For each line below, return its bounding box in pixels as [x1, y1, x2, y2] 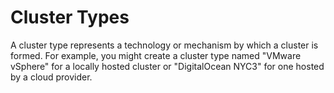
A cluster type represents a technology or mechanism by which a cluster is [10, 39, 319, 51]
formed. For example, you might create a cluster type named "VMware [10, 49, 302, 61]
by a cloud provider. [10, 71, 93, 83]
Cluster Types [10, 6, 130, 29]
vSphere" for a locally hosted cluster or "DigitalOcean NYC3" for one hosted [10, 60, 325, 72]
